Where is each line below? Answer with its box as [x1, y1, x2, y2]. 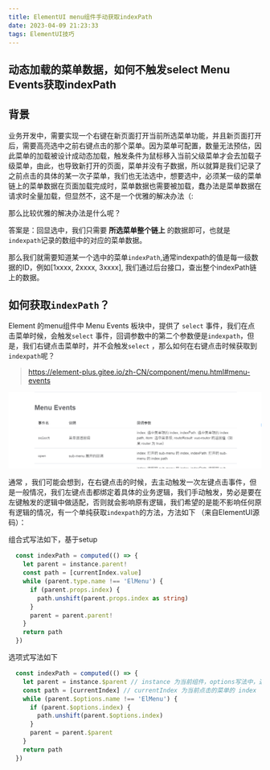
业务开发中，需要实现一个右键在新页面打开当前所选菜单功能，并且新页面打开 [8, 130, 262, 140]
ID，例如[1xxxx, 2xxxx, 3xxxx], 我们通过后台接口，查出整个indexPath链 [22, 262, 257, 272]
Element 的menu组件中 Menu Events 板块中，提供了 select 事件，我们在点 [8, 321, 256, 331]
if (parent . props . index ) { [29, 586, 121, 594]
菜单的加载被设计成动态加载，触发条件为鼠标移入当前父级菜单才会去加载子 [14, 150, 262, 160]
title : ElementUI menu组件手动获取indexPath [8, 13, 153, 21]
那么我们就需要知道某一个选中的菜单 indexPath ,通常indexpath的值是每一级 [8, 252, 252, 261]
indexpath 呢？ [8, 351, 55, 361]
